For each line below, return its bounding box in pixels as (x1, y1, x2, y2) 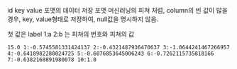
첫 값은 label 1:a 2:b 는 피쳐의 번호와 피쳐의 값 (7, 30, 135, 38)
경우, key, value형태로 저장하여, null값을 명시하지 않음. (7, 15, 159, 23)
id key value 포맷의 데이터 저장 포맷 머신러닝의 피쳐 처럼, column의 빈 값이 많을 (7, 6, 228, 14)
